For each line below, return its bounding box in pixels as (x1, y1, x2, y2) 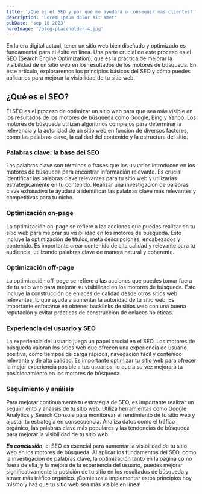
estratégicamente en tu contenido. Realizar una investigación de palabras (6, 181, 189, 189)
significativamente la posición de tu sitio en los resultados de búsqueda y (6, 467, 189, 475)
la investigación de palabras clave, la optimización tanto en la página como (6, 455, 192, 462)
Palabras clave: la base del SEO (6, 148, 100, 157)
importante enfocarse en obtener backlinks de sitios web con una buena (6, 302, 186, 310)
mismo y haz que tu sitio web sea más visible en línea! (6, 480, 141, 488)
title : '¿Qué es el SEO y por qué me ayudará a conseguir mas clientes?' (6, 8, 196, 15)
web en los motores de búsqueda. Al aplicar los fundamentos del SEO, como (6, 448, 197, 455)
